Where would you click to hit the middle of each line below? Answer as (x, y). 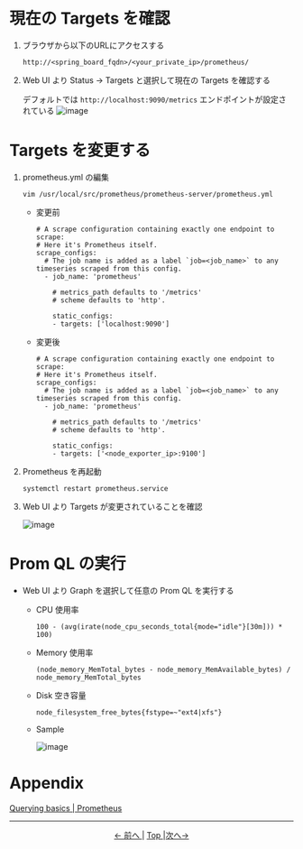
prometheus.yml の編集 (66, 177)
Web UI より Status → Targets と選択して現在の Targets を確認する (146, 80)
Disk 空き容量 (61, 695)
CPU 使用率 (57, 609)
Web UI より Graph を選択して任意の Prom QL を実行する (128, 590)
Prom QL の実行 (68, 564)
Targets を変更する (80, 151)
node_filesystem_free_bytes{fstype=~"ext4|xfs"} (129, 712)
